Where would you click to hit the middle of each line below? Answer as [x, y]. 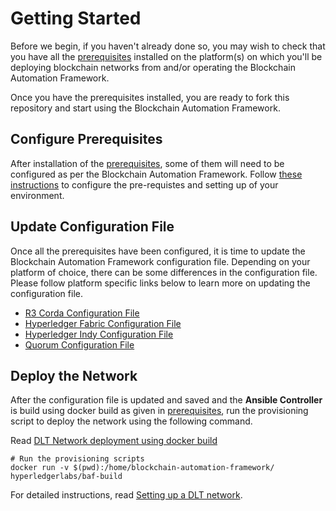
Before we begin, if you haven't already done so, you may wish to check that [168, 46]
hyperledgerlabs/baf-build [66, 477]
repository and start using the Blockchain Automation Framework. [145, 108]
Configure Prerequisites [86, 139]
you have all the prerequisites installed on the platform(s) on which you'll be [166, 56]
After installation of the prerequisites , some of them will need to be [147, 163]
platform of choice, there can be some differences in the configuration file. [164, 272]
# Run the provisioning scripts [77, 459]
